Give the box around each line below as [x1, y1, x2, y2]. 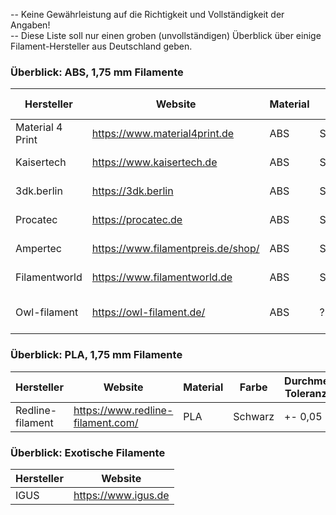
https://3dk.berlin [91, 184, 174, 198]
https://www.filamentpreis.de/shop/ [91, 242, 260, 256]
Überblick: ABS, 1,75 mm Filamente [10, 65, 184, 79]
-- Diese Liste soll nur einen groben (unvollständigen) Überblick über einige [10, 30, 322, 41]
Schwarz [233, 409, 275, 423]
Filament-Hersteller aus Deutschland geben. [10, 40, 193, 52]
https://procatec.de [91, 213, 183, 227]
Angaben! [10, 19, 51, 31]
